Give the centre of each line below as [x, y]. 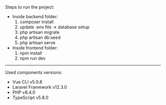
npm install [31, 53]
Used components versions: [34, 72]
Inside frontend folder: [35, 48]
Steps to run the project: [30, 7]
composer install [37, 22]
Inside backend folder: [35, 16]
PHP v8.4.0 [24, 92]
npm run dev [33, 58]
